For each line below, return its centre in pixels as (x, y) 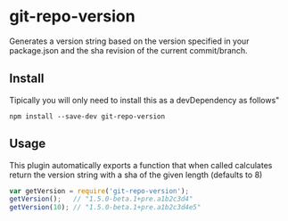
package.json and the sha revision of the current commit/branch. (128, 50)
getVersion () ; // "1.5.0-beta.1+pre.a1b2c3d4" (101, 199)
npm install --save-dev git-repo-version (87, 116)
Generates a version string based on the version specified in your (129, 41)
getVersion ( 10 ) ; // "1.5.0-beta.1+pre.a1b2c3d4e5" (105, 208)
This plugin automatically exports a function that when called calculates (141, 165)
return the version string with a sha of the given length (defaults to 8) (136, 175)
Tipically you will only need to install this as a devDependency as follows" (144, 100)
